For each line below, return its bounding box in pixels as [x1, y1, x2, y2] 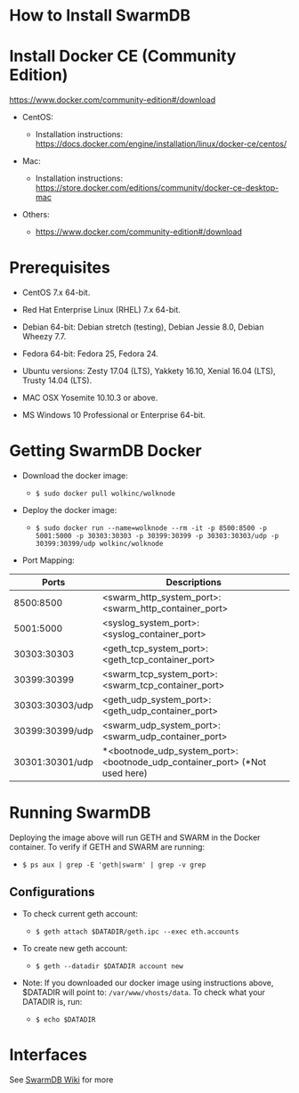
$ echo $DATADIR [35, 1015, 96, 1024]
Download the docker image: [21, 470, 129, 481]
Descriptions [166, 576, 222, 588]
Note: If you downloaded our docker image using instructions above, [21, 977, 274, 988]
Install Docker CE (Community [9, 46, 237, 67]
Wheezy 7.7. [21, 331, 67, 342]
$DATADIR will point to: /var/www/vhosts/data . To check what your [21, 986, 265, 998]
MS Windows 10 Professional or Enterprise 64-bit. [21, 410, 206, 420]
